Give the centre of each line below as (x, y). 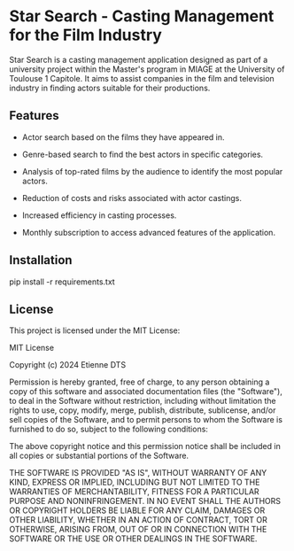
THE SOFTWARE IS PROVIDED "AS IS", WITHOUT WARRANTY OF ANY (138, 473)
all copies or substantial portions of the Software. (99, 456)
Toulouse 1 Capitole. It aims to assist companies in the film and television (142, 78)
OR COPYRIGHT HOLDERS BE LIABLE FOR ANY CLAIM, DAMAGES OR (137, 510)
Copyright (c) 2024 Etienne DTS (68, 365)
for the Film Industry (85, 35)
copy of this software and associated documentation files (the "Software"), (146, 392)
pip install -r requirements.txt (62, 282)
